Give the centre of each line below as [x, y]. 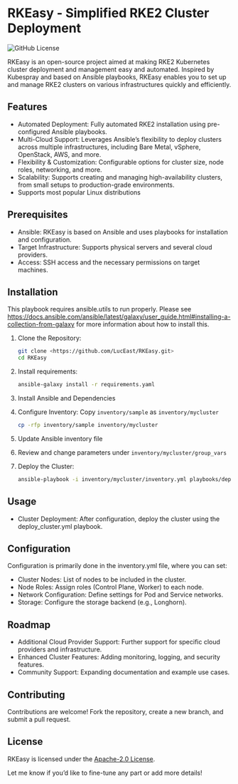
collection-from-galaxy [41, 324]
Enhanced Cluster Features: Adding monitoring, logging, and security [119, 657]
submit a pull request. [39, 719]
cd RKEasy [32, 358]
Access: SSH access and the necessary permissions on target [109, 262]
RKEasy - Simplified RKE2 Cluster [108, 13]
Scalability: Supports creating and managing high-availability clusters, [120, 177]
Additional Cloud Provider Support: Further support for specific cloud [119, 642]
